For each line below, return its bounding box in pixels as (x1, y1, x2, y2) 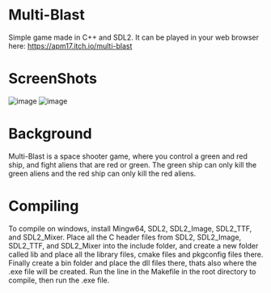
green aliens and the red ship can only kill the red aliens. (8, 168, 197, 178)
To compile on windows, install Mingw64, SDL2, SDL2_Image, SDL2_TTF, (8, 223, 252, 233)
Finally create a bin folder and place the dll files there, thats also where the (8, 257, 257, 268)
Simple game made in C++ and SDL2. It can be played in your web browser (8, 32, 259, 42)
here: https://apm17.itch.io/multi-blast (8, 40, 133, 50)
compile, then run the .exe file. (8, 275, 110, 285)
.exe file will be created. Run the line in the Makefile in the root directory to (8, 266, 256, 276)
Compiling (8, 197, 79, 215)
